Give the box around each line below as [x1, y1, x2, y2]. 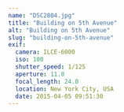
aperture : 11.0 [15, 70, 65, 78]
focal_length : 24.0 [15, 77, 79, 85]
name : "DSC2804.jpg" [8, 11, 76, 20]
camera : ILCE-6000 [15, 48, 76, 56]
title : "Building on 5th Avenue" [8, 19, 118, 27]
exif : [8, 41, 26, 49]
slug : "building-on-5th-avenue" [8, 33, 114, 42]
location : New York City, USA [15, 84, 114, 93]
